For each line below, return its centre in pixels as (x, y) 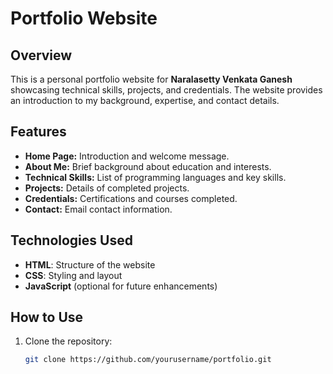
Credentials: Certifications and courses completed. (131, 198)
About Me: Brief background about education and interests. (148, 166)
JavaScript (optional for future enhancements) (121, 286)
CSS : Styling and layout (73, 275)
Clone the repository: (68, 341)
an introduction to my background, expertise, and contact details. (145, 100)
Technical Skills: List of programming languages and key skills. (155, 177)
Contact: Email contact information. (98, 209)
